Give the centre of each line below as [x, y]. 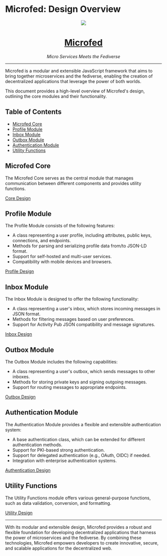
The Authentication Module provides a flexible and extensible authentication [83, 424]
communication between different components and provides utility [73, 183]
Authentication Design [28, 470]
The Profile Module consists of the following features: [60, 226]
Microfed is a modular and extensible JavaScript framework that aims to [79, 71]
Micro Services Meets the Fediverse [83, 56]
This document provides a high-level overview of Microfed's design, [75, 91]
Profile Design [20, 272]
